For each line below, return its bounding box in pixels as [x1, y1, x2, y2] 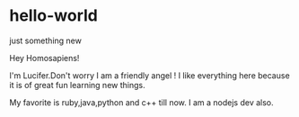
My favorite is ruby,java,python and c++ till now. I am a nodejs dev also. [9, 96, 274, 108]
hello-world [9, 5, 99, 26]
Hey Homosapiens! [9, 52, 80, 63]
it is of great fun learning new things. [9, 79, 145, 90]
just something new [9, 35, 83, 46]
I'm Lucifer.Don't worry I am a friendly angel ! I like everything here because [9, 69, 290, 81]
